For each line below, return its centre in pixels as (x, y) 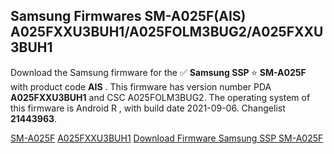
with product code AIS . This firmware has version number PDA (141, 86)
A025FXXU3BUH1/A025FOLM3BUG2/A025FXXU (167, 32)
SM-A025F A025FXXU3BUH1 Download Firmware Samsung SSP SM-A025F (167, 138)
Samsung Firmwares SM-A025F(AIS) (128, 16)
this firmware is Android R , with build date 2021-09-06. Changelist (148, 108)
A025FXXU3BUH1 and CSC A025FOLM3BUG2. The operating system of (160, 97)
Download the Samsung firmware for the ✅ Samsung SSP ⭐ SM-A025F (158, 72)
